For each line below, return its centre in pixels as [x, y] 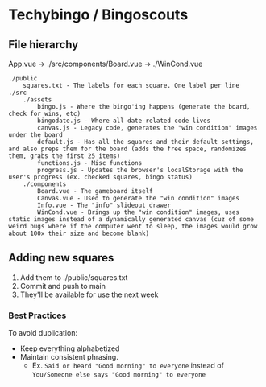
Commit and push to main [63, 286]
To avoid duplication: [43, 333]
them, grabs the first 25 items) [64, 156]
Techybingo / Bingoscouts [98, 15]
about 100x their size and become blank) [79, 233]
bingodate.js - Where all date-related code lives [124, 121]
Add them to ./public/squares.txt [74, 277]
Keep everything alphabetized [70, 348]
